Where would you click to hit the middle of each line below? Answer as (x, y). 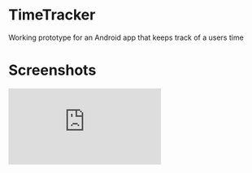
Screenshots (52, 70)
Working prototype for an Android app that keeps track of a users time (126, 37)
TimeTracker (52, 15)
